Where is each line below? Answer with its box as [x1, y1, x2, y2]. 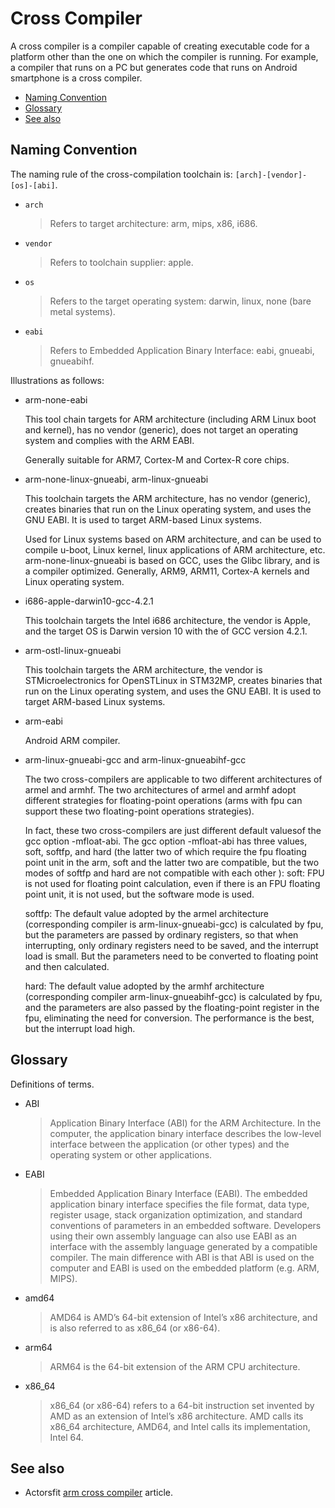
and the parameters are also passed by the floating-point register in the [24, 1001, 320, 1013]
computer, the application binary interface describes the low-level [49, 1127, 322, 1139]
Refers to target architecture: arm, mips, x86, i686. [49, 217, 258, 229]
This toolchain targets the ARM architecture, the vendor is [24, 663, 263, 676]
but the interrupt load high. [24, 1022, 136, 1034]
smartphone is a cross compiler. [10, 72, 143, 84]
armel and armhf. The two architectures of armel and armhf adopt [24, 783, 297, 796]
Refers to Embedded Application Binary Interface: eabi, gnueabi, [49, 344, 315, 356]
